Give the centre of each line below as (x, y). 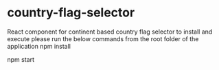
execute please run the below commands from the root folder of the (103, 38)
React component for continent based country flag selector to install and (110, 32)
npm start (21, 59)
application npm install (39, 46)
